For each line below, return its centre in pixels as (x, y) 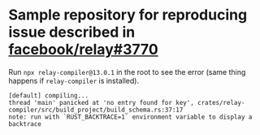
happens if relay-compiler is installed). (74, 81)
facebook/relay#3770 (83, 50)
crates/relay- (221, 102)
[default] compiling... (49, 95)
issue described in (72, 32)
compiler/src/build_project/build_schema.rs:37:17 (96, 110)
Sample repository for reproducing (128, 15)
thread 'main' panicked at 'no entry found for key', (102, 102)
